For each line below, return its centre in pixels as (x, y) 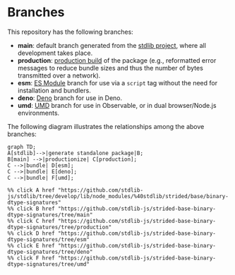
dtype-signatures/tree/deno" (50, 252)
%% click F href (31, 258)
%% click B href (31, 209)
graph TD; (22, 147)
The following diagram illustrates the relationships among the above (106, 126)
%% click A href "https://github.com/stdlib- (75, 190)
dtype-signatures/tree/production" (60, 227)
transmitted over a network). (59, 75)
